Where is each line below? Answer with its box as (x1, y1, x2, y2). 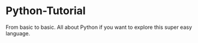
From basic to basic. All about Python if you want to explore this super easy (5, 24, 193, 31)
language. (5, 29, 31, 37)
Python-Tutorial (5, 4, 86, 18)
